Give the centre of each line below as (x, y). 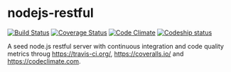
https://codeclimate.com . (44, 61)
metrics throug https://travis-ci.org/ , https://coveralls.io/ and (96, 54)
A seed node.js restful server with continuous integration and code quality (116, 46)
